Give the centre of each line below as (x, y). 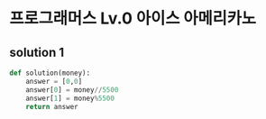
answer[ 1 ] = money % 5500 (70, 98)
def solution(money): (50, 73)
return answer (52, 106)
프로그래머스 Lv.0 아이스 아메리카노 (133, 18)
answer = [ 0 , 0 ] (54, 81)
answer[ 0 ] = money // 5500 (72, 90)
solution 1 (37, 52)
